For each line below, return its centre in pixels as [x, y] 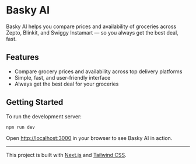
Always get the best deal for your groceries [66, 84]
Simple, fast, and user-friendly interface [62, 77]
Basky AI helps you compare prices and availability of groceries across [91, 26]
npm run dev [20, 127]
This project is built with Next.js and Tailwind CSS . [66, 155]
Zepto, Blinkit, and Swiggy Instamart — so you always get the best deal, [92, 32]
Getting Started [35, 102]
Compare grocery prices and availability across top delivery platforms [98, 71]
